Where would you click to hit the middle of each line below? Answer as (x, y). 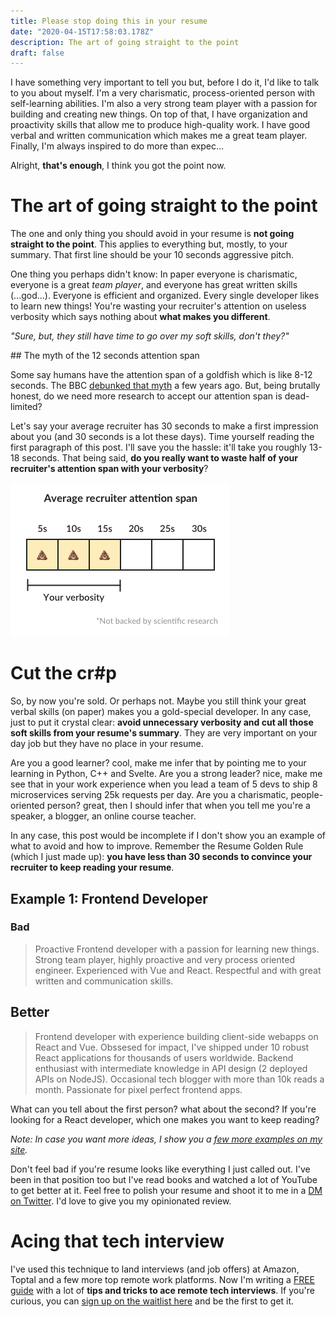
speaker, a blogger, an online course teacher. (103, 816)
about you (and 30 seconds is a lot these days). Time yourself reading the (162, 437)
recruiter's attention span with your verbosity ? (109, 469)
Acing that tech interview (117, 1241)
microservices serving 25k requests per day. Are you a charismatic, (149, 795)
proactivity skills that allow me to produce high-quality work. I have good (160, 125)
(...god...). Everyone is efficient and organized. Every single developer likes (165, 296)
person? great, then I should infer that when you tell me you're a (178, 806)
